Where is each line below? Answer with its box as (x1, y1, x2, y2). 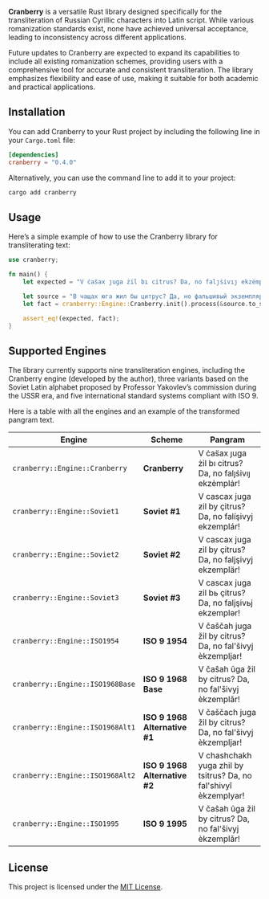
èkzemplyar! (198, 791, 245, 802)
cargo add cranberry (8, 188, 78, 196)
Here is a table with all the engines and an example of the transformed (8, 407, 240, 416)
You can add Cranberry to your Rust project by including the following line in (8, 126, 260, 136)
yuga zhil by (198, 760, 244, 771)
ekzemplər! (198, 607, 241, 619)
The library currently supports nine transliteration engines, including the (8, 366, 246, 375)
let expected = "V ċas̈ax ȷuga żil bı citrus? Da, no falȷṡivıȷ (22, 278, 239, 286)
